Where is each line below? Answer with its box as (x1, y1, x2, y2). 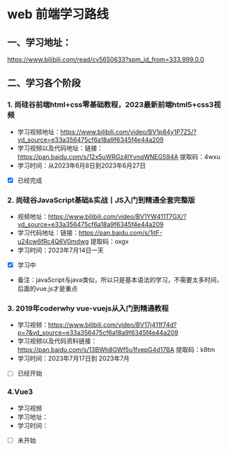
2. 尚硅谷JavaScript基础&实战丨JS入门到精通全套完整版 (7, 195, 195, 205)
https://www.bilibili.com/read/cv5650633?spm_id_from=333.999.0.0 (7, 55, 204, 64)
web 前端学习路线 (7, 6, 109, 22)
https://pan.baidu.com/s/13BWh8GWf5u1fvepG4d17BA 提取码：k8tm (17, 346, 215, 354)
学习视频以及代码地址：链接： (17, 144, 103, 152)
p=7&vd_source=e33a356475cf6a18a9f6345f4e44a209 (17, 329, 179, 337)
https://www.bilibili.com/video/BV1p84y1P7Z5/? (60, 127, 197, 136)
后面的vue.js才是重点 (17, 284, 78, 293)
